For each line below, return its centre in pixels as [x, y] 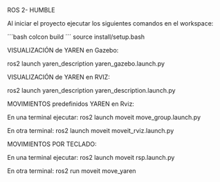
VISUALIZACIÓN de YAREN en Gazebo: [63, 50]
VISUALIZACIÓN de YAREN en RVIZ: [59, 77]
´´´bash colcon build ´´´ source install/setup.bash [76, 37]
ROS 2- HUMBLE [31, 10]
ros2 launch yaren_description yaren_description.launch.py [91, 90]
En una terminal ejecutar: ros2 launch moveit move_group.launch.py [104, 117]
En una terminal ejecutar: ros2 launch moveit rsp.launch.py [91, 157]
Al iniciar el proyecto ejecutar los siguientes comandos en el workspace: [110, 23]
